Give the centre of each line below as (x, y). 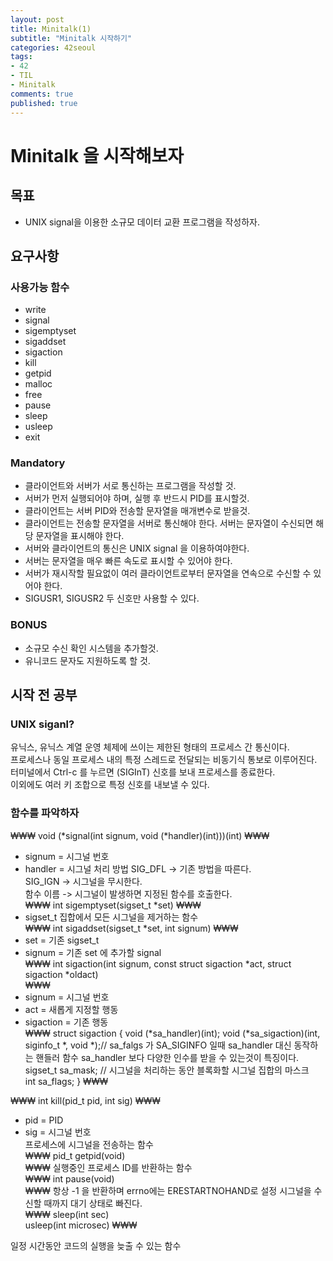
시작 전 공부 (44, 695)
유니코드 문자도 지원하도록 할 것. (87, 660)
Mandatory (38, 463)
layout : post (37, 19)
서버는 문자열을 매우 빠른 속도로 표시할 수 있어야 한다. (128, 561)
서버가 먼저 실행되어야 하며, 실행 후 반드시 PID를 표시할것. (137, 498)
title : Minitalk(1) (51, 29)
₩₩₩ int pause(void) (69, 1178)
